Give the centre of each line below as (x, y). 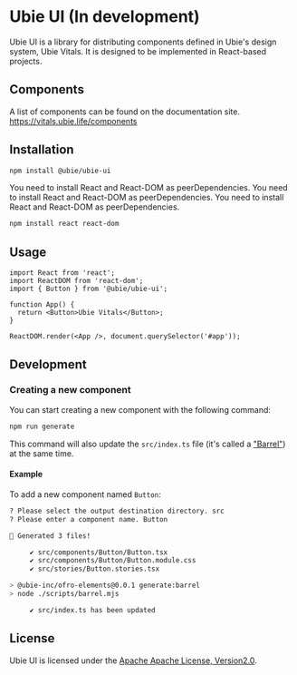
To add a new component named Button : (85, 494)
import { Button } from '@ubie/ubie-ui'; (89, 289)
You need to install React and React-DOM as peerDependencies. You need (148, 188)
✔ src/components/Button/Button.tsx (99, 552)
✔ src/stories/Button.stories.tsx (95, 569)
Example (26, 474)
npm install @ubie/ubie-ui (60, 171)
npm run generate (42, 426)
